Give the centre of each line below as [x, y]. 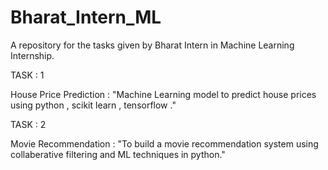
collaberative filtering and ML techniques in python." [118, 154]
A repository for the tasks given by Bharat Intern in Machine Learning [152, 45]
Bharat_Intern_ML [86, 17]
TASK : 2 [28, 124]
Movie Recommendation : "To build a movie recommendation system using [164, 143]
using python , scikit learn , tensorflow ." [93, 105]
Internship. [32, 55]
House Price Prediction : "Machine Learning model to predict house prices [163, 94]
